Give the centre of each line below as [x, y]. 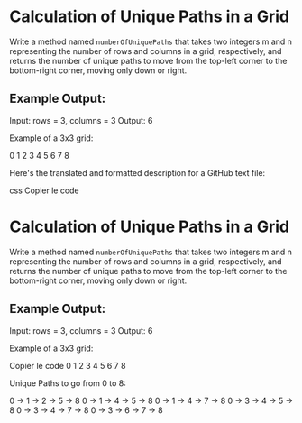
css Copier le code [44, 190]
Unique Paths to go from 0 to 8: [68, 383]
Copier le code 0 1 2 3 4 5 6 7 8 [68, 365]
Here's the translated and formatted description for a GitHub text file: [137, 172]
